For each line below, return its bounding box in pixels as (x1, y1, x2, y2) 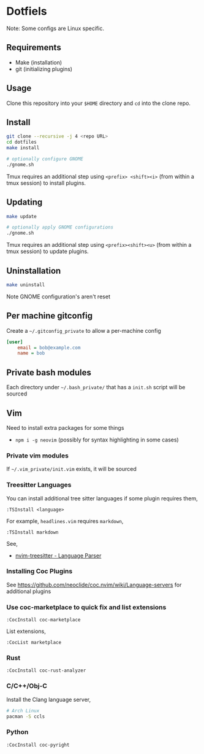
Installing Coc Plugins (6, 567, 73, 575)
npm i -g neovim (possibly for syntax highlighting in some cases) (15, 436, 179, 443)
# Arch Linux (6, 707, 40, 713)
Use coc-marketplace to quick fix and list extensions (6, 603, 167, 612)
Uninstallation (6, 265, 61, 276)
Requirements (6, 42, 61, 53)
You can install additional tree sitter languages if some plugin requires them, (6, 494, 198, 502)
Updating (6, 197, 43, 208)
